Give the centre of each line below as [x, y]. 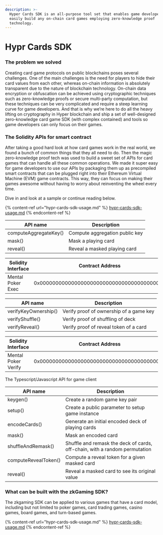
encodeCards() [25, 424]
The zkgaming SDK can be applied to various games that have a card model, [81, 502]
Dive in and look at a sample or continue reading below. [60, 198]
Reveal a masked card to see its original [110, 471]
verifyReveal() [24, 327]
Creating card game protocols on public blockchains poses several [72, 73]
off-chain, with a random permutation [108, 450]
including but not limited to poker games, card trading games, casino [74, 507]
